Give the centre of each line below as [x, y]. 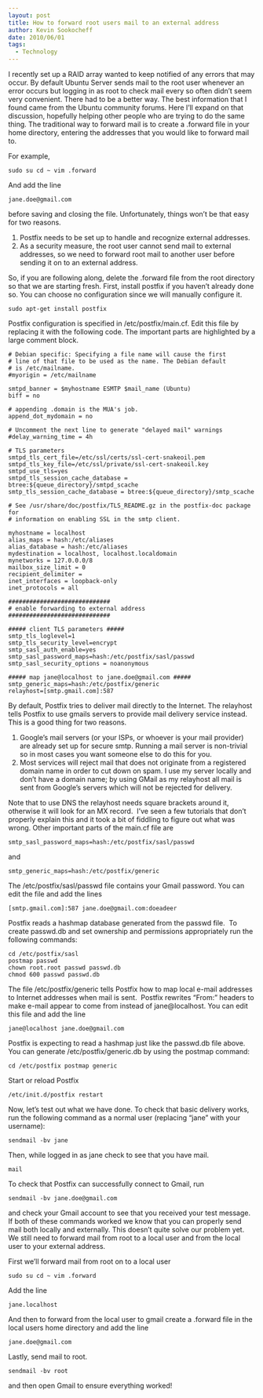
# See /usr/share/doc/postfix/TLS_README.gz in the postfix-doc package [130, 506]
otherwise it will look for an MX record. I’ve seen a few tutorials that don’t [127, 811]
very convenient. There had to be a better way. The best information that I [128, 99]
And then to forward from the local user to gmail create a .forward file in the [130, 1319]
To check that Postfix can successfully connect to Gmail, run [106, 1184]
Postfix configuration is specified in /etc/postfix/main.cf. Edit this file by [124, 323]
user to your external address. [57, 1246]
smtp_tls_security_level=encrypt [63, 643]
